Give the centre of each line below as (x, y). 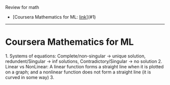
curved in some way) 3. (30, 77)
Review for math (22, 7)
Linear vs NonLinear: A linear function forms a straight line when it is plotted (84, 66)
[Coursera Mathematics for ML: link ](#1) (54, 17)
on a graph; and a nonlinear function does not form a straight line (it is (78, 72)
